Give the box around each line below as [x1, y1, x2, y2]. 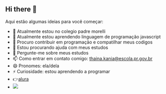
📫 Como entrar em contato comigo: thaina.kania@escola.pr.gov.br [12, 55, 153, 61]
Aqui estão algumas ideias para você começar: [5, 18, 104, 24]
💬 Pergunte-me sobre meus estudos [12, 50, 89, 56]
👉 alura [12, 76, 29, 82]
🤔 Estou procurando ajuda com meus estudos [12, 44, 108, 51]
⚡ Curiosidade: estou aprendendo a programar [12, 68, 110, 74]
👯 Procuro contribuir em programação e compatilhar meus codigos [12, 39, 153, 45]
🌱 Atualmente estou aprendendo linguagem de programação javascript [12, 33, 161, 39]
